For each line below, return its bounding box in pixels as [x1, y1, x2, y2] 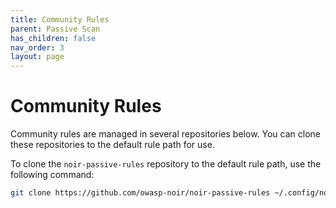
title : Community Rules [10, 14, 110, 25]
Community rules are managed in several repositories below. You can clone [10, 128, 321, 140]
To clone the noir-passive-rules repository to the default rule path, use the [10, 158, 322, 170]
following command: [10, 169, 95, 181]
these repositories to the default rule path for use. [10, 139, 215, 151]
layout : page [10, 52, 65, 62]
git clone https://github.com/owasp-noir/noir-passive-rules [10, 188, 271, 198]
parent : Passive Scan [10, 24, 101, 34]
